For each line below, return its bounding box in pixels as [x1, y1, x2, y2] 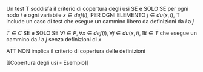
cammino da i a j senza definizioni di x [6, 36, 102, 43]
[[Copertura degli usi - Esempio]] [6, 59, 89, 66]
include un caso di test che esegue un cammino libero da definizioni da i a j [6, 18, 194, 25]
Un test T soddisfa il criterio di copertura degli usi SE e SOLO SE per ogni [6, 5, 189, 12]
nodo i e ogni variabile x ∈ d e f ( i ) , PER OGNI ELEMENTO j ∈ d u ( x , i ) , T [6, 11, 180, 19]
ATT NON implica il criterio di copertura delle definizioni [6, 47, 145, 55]
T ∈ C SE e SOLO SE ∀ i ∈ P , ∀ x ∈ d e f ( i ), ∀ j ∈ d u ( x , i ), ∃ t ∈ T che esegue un [6, 29, 197, 37]
